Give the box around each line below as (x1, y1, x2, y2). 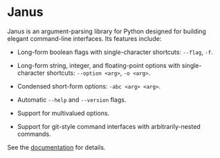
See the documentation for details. (7, 143, 106, 151)
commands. (17, 130, 51, 138)
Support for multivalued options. (17, 109, 110, 117)
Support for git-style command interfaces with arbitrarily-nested (17, 122, 201, 130)
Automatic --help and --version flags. (17, 95, 127, 104)
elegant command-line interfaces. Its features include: (7, 34, 162, 42)
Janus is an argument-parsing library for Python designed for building (7, 27, 206, 35)
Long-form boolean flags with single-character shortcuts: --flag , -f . (17, 48, 213, 56)
